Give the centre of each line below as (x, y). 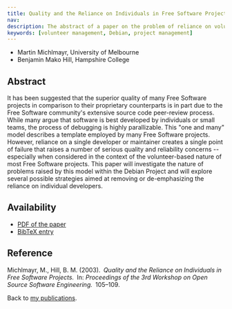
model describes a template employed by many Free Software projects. (109, 134)
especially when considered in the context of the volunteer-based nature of (115, 157)
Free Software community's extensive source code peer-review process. (111, 113)
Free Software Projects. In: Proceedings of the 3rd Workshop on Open (108, 277)
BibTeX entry (35, 231)
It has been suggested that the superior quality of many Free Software (107, 98)
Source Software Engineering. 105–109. (64, 284)
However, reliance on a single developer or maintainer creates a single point (115, 142)
